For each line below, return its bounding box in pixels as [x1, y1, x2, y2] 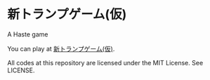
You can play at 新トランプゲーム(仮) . [7, 44, 115, 53]
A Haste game [7, 29, 48, 39]
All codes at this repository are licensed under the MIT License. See [7, 58, 204, 67]
